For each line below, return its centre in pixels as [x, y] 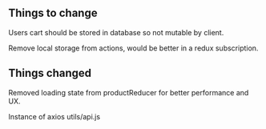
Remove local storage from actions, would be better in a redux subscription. [133, 48]
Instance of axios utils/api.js [54, 116]
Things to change [53, 13]
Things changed [50, 73]
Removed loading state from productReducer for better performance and [129, 92]
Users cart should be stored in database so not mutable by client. [116, 32]
